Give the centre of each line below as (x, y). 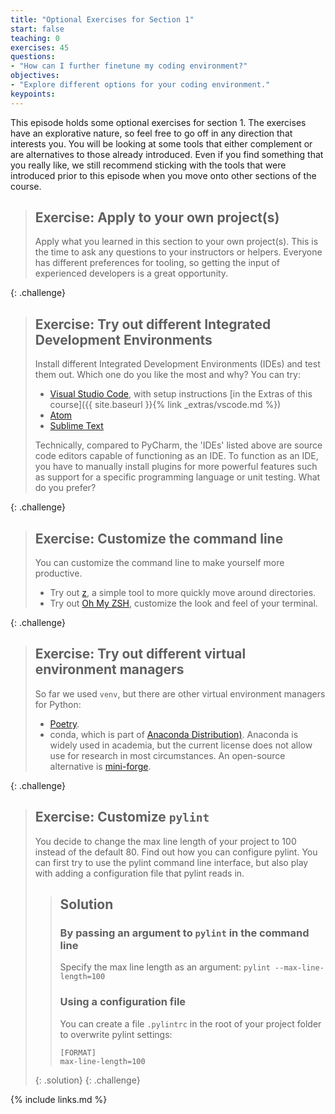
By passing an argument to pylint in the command (184, 933)
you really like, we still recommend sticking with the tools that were (148, 165)
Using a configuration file (123, 1002)
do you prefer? (65, 488)
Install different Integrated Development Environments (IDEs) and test (177, 364)
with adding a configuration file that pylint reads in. (139, 873)
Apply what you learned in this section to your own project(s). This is (176, 242)
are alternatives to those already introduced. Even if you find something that (167, 154)
